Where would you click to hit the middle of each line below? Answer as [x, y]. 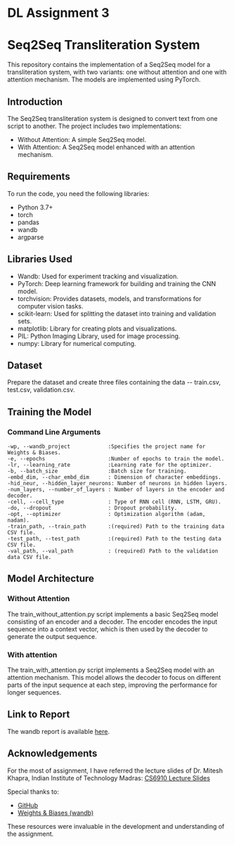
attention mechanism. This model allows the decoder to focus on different [114, 678]
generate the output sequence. [52, 636]
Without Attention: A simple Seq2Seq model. [82, 139]
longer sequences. [34, 692]
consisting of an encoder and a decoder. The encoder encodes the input [112, 621]
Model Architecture [51, 579]
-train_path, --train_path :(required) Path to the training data [116, 527]
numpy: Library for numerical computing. [77, 343]
